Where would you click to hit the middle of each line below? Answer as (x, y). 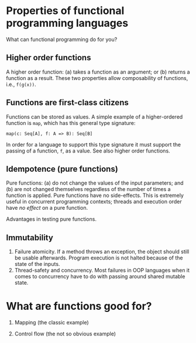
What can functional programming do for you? (62, 39)
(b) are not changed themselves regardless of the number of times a (88, 189)
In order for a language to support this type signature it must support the (94, 144)
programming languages (67, 23)
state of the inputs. (37, 264)
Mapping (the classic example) (51, 323)
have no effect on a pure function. (47, 208)
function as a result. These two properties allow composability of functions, (97, 78)
